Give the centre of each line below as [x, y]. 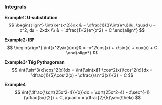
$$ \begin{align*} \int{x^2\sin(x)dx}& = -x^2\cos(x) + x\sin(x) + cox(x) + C [82, 48]
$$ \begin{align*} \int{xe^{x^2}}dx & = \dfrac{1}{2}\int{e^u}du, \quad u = [82, 25]
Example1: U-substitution [31, 18]
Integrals [16, 7]
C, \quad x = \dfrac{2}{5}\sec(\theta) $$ [100, 98]
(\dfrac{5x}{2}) [39, 98]
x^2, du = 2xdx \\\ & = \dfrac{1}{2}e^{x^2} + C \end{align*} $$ [82, 30]
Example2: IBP [20, 40]
